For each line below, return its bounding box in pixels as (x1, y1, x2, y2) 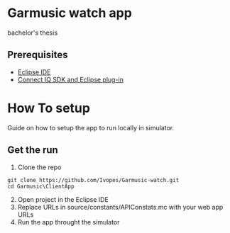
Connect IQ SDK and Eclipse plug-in (17, 75, 124, 84)
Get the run (7, 144, 58, 157)
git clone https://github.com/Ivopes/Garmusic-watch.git (7, 176, 180, 183)
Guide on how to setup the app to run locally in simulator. (7, 123, 175, 132)
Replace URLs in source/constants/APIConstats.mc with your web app (17, 203, 224, 211)
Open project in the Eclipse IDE (17, 195, 109, 203)
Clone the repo (17, 163, 62, 171)
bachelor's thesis (7, 28, 58, 37)
